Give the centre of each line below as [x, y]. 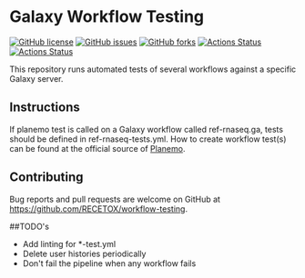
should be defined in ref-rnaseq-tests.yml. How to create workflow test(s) [148, 139]
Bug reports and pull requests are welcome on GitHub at [115, 199]
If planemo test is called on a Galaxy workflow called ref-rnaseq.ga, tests [147, 129]
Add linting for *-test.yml [69, 243]
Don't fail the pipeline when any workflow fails [109, 263]
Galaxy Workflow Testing [107, 17]
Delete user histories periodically [84, 253]
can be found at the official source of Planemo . [97, 148]
